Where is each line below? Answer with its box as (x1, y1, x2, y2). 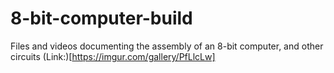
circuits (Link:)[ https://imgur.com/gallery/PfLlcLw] (10, 50, 216, 62)
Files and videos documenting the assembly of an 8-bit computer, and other (10, 40, 324, 52)
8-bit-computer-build (10, 7, 193, 30)
